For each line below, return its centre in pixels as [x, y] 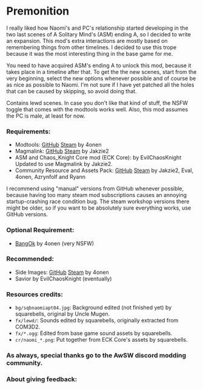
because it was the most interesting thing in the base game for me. [90, 53]
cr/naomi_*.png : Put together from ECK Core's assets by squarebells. [101, 340]
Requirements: [28, 131]
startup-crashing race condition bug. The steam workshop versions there [98, 202]
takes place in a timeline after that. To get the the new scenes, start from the [101, 71]
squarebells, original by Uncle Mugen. [62, 314]
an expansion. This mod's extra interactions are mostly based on [87, 41]
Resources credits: [35, 294]
